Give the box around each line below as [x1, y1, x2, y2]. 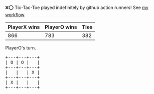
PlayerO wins [45, 23, 77, 30]
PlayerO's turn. [5, 45, 36, 50]
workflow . [5, 12, 26, 17]
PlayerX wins [8, 23, 40, 30]
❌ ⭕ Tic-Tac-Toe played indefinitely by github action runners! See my [5, 4, 149, 10]
